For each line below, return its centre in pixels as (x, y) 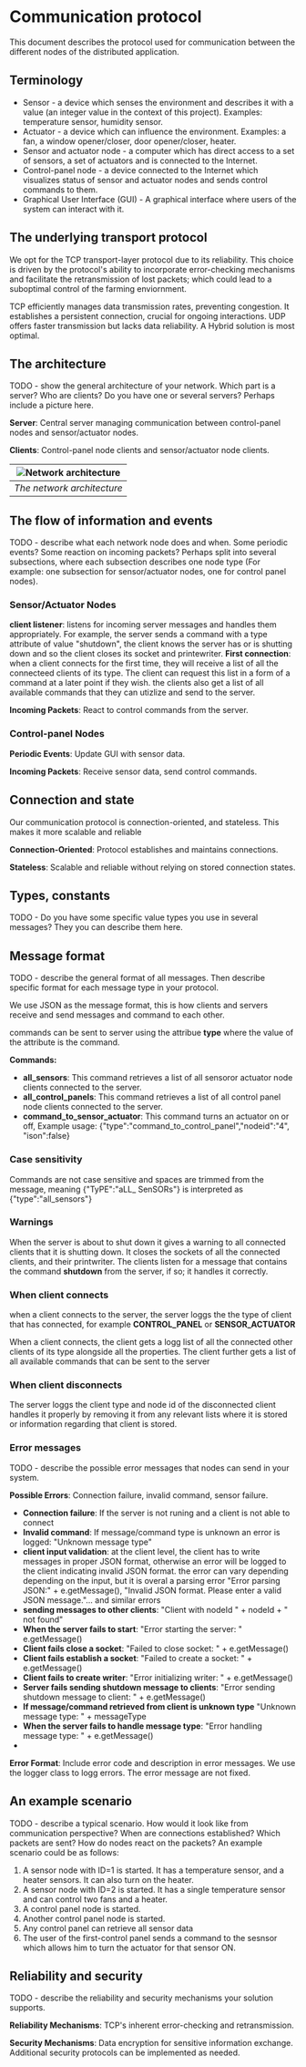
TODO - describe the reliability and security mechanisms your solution (141, 1998)
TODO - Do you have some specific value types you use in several (134, 917)
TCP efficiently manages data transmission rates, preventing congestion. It (149, 306)
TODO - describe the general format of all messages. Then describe (138, 978)
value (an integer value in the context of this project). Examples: (143, 112)
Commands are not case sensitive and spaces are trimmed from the (137, 1179)
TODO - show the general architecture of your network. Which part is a (143, 386)
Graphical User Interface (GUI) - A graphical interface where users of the (159, 199)
